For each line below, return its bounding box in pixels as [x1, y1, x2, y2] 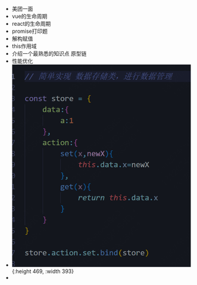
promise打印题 [11, 27, 48, 35]
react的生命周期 [11, 20, 51, 27]
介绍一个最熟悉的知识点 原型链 [11, 50, 87, 57]
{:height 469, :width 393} [11, 268, 74, 275]
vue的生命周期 [11, 13, 48, 20]
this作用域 [11, 42, 37, 50]
